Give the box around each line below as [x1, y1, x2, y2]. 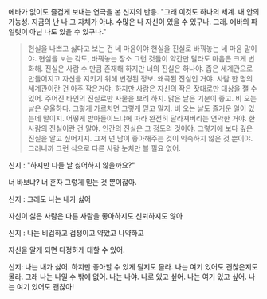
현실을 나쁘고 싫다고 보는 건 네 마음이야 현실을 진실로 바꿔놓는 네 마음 [27, 44, 243, 53]
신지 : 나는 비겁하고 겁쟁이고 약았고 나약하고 [8, 228, 145, 238]
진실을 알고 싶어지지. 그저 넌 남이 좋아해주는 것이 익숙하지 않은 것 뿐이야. [27, 134, 253, 143]
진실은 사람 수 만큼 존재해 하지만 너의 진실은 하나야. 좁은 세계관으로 [45, 64, 253, 73]
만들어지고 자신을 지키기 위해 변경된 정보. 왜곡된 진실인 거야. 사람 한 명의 [27, 74, 253, 83]
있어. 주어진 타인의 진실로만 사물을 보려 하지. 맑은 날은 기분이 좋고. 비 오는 [27, 94, 257, 103]
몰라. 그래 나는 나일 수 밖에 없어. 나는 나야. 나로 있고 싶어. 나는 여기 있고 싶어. [8, 272, 247, 281]
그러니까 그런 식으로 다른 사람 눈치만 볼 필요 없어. [27, 144, 181, 153]
